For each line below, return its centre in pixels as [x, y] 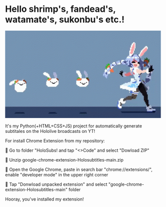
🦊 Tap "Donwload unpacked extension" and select [56, 184]
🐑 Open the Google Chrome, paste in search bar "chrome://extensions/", [79, 169]
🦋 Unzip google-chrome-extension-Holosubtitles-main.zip [64, 160]
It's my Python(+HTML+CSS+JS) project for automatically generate [74, 126]
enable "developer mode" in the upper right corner [57, 175]
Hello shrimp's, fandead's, [61, 9]
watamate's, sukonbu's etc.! [65, 20]
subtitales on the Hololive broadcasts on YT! [50, 131]
